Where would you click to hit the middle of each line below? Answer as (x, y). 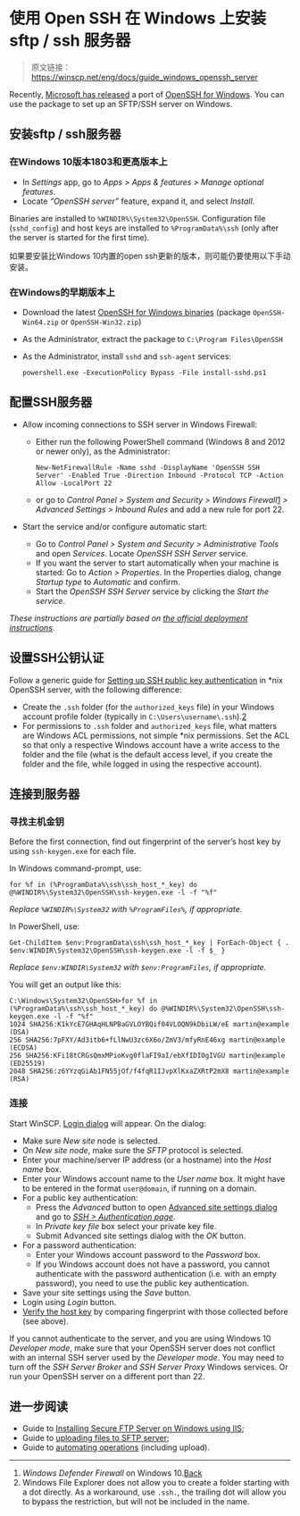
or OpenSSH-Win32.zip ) (101, 322)
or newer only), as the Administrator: (103, 451)
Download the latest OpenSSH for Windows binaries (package (137, 312)
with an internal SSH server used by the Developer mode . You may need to (146, 1357)
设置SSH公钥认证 (57, 658)
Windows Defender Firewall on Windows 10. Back (112, 1473)
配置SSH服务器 (51, 402)
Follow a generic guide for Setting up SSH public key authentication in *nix (146, 680)
